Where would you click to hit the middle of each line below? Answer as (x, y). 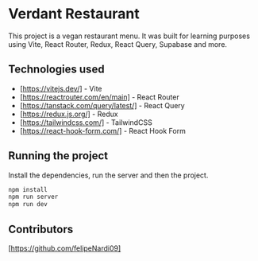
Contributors (41, 229)
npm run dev (28, 205)
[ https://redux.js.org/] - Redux (69, 114)
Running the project (58, 156)
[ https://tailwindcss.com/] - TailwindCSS (86, 122)
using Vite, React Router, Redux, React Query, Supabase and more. (118, 44)
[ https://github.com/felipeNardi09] (65, 248)
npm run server (33, 197)
